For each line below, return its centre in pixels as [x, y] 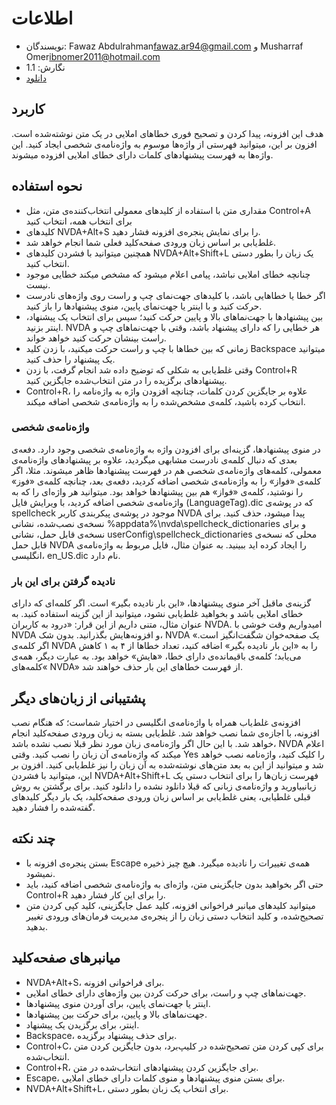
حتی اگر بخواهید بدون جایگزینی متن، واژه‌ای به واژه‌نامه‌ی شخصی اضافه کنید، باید [174, 884]
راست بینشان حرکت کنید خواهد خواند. [96, 338]
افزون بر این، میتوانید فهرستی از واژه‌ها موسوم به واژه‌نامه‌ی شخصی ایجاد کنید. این [164, 144]
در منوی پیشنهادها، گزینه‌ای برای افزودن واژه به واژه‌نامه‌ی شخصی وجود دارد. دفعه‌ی [166, 449]
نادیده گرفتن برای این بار [63, 581]
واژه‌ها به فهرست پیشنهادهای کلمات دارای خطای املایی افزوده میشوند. [142, 154]
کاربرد [28, 109]
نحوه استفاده [47, 186]
